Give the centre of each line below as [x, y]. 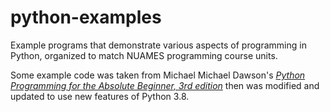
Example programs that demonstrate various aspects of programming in [158, 45]
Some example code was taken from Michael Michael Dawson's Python [158, 75]
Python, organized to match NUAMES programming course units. [144, 55]
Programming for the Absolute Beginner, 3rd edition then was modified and [165, 85]
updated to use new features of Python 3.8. [100, 96]
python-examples [86, 17]
